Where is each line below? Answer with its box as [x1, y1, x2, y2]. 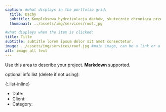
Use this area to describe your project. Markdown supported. [5, 62, 131, 68]
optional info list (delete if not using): [5, 71, 80, 77]
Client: [12, 96, 26, 102]
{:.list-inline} [5, 81, 30, 87]
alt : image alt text [5, 48, 48, 53]
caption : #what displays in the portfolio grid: [5, 7, 107, 12]
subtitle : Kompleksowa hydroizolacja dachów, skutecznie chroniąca [9, 16, 152, 21]
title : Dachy [9, 12, 37, 17]
